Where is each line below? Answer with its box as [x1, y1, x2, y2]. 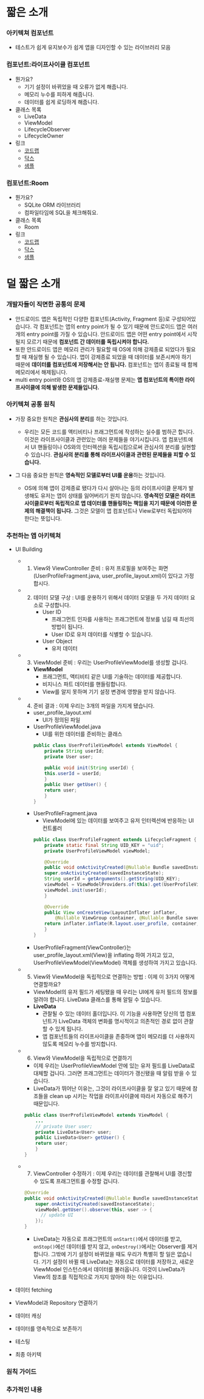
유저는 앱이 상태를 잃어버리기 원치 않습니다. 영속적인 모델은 [40, 492, 180, 499]
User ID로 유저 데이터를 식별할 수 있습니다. [51, 630, 153, 638]
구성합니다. [44, 601, 71, 609]
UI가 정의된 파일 [42, 716, 81, 724]
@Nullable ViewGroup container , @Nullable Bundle [55, 915, 183, 921]
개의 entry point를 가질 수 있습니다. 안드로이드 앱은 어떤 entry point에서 [15, 330, 186, 337]
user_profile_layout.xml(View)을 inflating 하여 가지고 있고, [33, 951, 174, 958]
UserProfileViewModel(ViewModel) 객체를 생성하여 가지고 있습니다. [33, 959, 197, 966]
